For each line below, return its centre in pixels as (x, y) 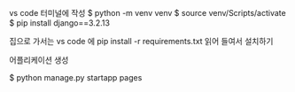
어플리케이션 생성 (39, 60)
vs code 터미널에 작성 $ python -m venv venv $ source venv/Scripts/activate (147, 13)
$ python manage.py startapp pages (76, 77)
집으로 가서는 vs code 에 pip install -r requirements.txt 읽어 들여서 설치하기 (141, 41)
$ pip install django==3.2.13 (60, 23)
